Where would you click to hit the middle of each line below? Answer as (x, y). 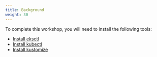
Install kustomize (30, 49)
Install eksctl (26, 39)
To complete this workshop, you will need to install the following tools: (79, 29)
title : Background (25, 10)
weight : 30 (17, 15)
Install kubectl (27, 44)
